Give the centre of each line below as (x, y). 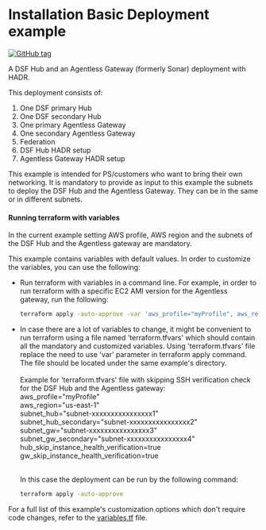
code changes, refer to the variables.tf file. (78, 517)
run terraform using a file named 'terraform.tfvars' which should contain (137, 338)
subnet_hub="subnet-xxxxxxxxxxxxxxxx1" (89, 413)
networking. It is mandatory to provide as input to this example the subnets (131, 182)
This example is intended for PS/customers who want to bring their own (125, 174)
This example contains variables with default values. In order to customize (130, 259)
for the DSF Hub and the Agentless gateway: (93, 388)
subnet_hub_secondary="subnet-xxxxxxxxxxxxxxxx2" (109, 422)
